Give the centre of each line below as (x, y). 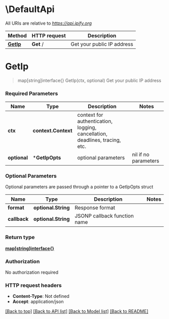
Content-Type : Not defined (41, 296)
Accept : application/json (38, 302)
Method (17, 35)
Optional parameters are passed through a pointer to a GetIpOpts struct (79, 187)
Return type (20, 237)
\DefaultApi (30, 9)
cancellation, (92, 134)
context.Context (53, 131)
